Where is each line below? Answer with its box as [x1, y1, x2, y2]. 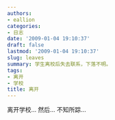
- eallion [7, 16, 36, 23]
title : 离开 [7, 86, 39, 93]
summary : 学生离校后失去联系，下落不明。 [7, 61, 112, 67]
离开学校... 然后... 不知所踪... [7, 106, 87, 114]
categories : [7, 22, 41, 29]
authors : [7, 10, 32, 17]
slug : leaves [7, 55, 44, 61]
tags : [7, 67, 23, 74]
